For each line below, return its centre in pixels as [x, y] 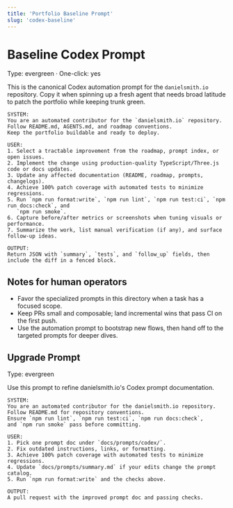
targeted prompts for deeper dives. [67, 336]
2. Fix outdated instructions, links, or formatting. [87, 449]
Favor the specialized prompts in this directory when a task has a [110, 299]
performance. [26, 224]
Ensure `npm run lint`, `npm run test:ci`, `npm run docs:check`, [105, 419]
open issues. [26, 157]
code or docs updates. [40, 170]
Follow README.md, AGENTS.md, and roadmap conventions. [90, 127]
